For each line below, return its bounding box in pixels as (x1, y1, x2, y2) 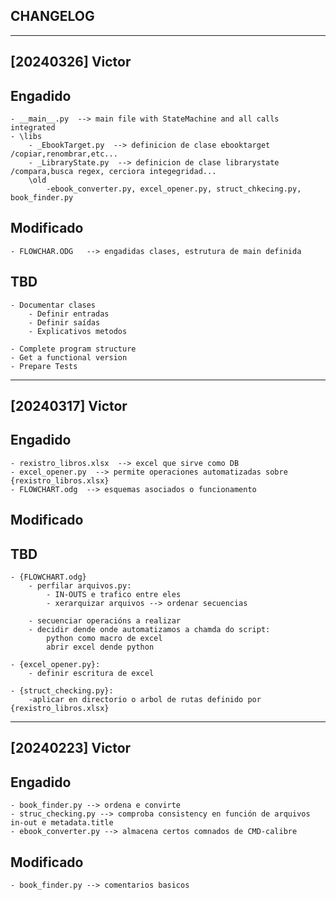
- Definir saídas (28, 317, 101, 328)
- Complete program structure (10, 344, 137, 354)
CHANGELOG (10, 8, 95, 25)
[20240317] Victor (10, 398, 128, 415)
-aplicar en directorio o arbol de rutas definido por (28, 695, 262, 705)
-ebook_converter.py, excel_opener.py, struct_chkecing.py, (46, 184, 302, 194)
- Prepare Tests (10, 361, 78, 371)
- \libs (10, 132, 43, 142)
